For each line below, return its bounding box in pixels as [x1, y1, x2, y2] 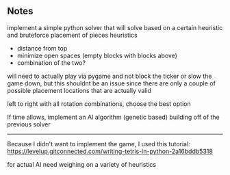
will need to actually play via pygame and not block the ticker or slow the [7, 72, 212, 80]
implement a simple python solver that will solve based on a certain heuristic [7, 23, 223, 31]
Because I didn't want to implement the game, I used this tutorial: [7, 139, 190, 148]
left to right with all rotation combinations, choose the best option [7, 99, 191, 108]
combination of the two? [16, 58, 86, 67]
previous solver [7, 120, 51, 129]
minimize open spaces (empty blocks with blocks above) [16, 51, 178, 59]
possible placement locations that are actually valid [7, 86, 152, 94]
